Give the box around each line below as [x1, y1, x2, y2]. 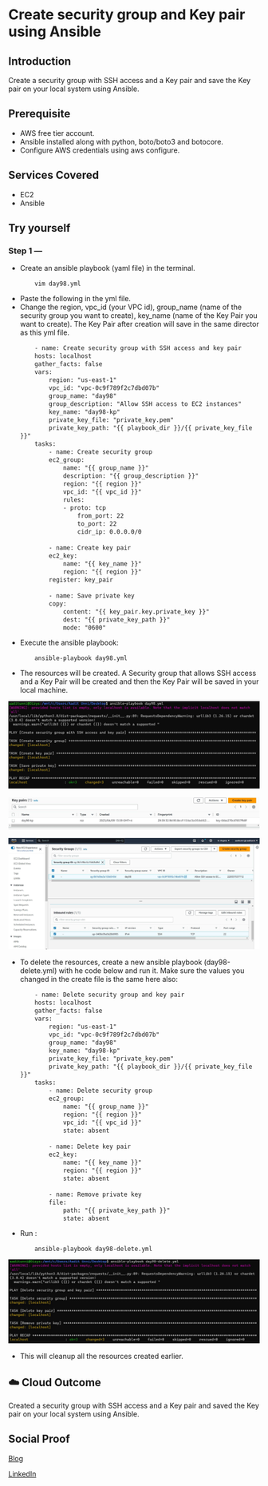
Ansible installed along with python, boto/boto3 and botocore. [19, 137, 223, 146]
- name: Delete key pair [49, 1142, 132, 1150]
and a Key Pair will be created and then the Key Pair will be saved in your [19, 677, 259, 686]
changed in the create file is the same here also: [19, 974, 178, 983]
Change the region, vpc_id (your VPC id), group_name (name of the [19, 302, 242, 312]
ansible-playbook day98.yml [34, 654, 128, 662]
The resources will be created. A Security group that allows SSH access [19, 669, 257, 678]
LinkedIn [8, 1468, 37, 1479]
